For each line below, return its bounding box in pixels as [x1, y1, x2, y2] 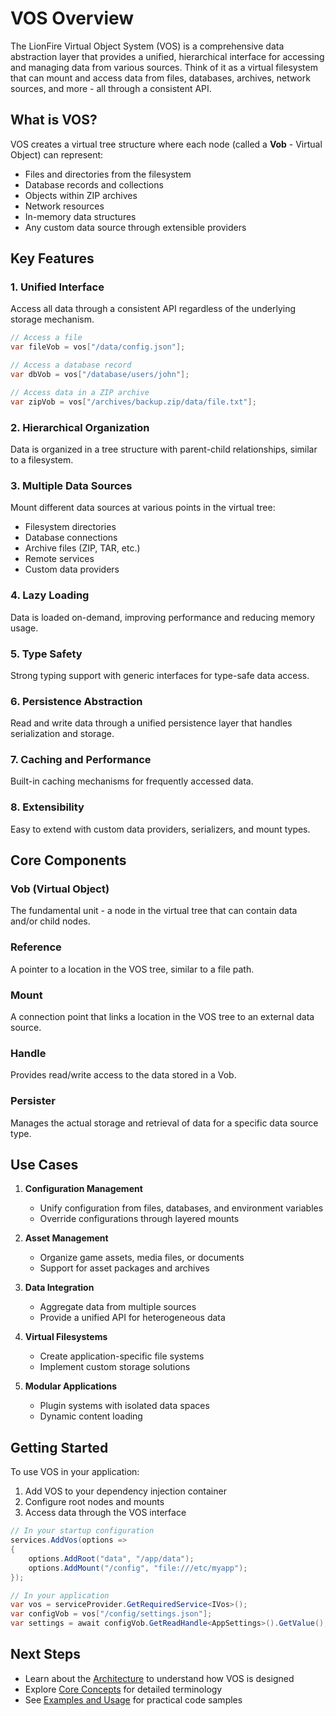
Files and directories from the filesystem [24, 168, 192, 180]
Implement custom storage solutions [39, 1361, 191, 1373]
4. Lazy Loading [10, 588, 90, 602]
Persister [10, 1094, 56, 1108]
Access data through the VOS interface [24, 1507, 187, 1519]
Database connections [24, 532, 118, 544]
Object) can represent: [10, 148, 104, 161]
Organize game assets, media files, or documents [39, 1252, 245, 1264]
